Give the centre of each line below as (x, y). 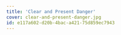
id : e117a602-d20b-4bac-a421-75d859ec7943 (60, 23)
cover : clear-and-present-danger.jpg (54, 17)
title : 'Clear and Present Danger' (51, 12)
